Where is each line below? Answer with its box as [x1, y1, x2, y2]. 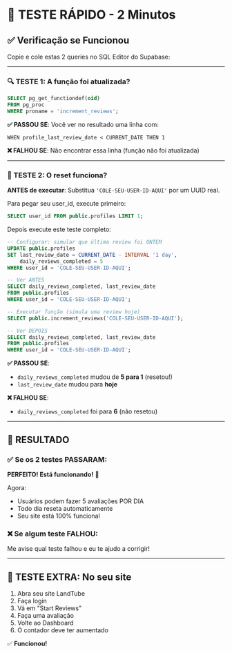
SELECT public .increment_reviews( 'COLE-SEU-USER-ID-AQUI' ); [7, 315, 184, 322]
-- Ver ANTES [7, 277, 45, 284]
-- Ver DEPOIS [7, 327, 48, 334]
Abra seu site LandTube [17, 589, 85, 598]
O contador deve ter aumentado [17, 626, 109, 634]
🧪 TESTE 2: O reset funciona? [7, 170, 108, 179]
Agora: [7, 483, 26, 491]
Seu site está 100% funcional [17, 511, 100, 520]
